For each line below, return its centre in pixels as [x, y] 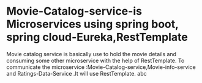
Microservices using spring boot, [92, 24]
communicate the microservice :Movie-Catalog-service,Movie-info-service [101, 67]
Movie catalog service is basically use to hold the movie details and [91, 54]
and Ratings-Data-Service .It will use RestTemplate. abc [77, 73]
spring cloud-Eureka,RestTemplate [97, 37]
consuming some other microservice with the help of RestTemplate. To [95, 60]
